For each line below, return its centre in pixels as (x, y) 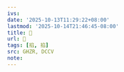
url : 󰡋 (17, 39)
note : (15, 58)
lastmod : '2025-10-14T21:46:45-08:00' (63, 26)
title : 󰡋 (20, 33)
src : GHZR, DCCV (30, 52)
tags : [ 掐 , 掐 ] (28, 45)
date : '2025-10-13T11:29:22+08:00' (59, 20)
